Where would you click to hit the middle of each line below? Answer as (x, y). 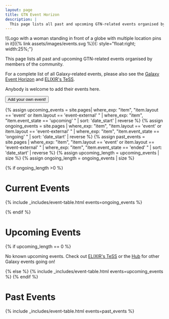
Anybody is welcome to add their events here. (53, 89)
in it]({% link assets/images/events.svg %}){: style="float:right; (70, 44)
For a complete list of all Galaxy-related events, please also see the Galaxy (82, 74)
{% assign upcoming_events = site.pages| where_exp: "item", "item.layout (82, 110)
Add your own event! (27, 100)
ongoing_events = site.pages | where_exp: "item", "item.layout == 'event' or (83, 126)
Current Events (37, 189)
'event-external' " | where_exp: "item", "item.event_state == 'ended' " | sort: (84, 147)
